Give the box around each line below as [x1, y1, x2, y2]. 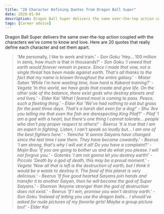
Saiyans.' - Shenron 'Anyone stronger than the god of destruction [17, 183, 149, 189]
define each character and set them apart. [5, 44, 90, 50]
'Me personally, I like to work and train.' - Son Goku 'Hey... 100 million [17, 54, 157, 60]
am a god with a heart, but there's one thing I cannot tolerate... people [17, 116, 159, 122]
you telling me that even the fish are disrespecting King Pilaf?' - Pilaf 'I [17, 111, 159, 117]
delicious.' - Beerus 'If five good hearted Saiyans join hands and [17, 173, 147, 179]
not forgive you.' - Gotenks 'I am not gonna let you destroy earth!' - [17, 152, 153, 158]
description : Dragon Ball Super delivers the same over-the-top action [5, 16, 154, 21]
